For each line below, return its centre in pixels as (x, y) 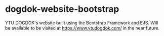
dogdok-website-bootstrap (62, 9)
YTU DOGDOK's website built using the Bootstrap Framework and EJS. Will (82, 23)
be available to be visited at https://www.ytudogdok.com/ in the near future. (82, 28)
